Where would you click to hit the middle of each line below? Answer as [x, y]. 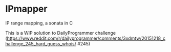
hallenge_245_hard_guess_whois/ [41, 43]
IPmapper [26, 9]
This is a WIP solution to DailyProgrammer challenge [61, 33]
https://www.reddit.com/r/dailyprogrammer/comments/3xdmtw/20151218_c [86, 38]
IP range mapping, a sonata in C [39, 23]
